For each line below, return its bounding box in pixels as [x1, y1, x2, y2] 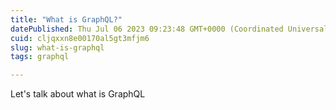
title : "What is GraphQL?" [10, 14, 123, 25]
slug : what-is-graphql [10, 42, 105, 53]
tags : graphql [10, 52, 70, 62]
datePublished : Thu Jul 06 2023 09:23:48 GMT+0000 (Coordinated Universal [10, 24, 329, 34]
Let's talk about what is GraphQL [10, 88, 146, 100]
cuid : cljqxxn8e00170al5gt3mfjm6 [10, 33, 150, 43]
